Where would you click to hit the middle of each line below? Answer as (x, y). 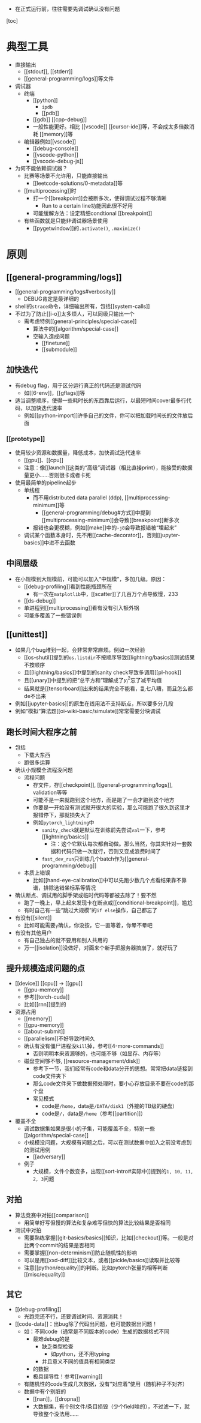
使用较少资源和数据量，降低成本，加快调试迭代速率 (78, 453)
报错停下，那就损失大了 (62, 814)
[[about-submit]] (44, 1031)
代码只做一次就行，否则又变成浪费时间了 (111, 851)
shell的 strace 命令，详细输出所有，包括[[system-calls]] (82, 306)
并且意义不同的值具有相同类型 (78, 1362)
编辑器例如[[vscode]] (50, 141)
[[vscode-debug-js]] (58, 161)
